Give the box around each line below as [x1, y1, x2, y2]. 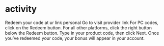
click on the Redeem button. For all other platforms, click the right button [5, 24, 152, 30]
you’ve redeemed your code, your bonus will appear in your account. [5, 35, 145, 41]
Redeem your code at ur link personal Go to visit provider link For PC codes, [5, 20, 159, 25]
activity [5, 3, 37, 15]
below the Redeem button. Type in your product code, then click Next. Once [5, 30, 160, 36]
